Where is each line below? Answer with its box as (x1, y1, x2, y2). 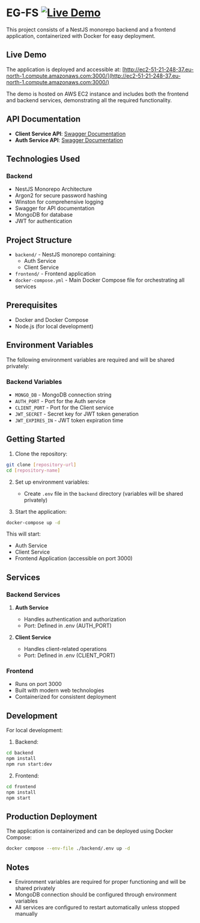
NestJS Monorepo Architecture (14, 185, 92, 193)
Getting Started (6, 434, 65, 445)
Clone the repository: (14, 450, 68, 457)
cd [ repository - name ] (6, 467, 61, 474)
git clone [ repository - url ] (6, 461, 77, 468)
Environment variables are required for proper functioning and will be (14, 878, 186, 885)
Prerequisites (6, 300, 58, 310)
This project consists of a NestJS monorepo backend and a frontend (6, 26, 176, 33)
